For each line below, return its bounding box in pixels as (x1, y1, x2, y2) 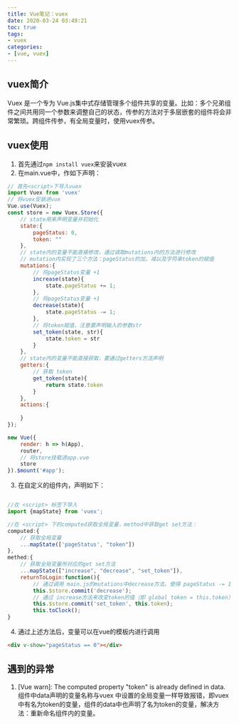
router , (20, 447, 43, 455)
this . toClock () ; (33, 607, 81, 614)
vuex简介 (7, 78, 48, 90)
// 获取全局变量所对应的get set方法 (20, 561, 116, 568)
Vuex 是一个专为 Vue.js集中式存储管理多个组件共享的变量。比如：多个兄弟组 (7, 98, 231, 107)
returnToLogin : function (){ (20, 574, 100, 581)
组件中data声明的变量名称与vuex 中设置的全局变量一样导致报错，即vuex (17, 691, 229, 699)
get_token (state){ (33, 375, 87, 382)
